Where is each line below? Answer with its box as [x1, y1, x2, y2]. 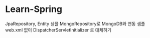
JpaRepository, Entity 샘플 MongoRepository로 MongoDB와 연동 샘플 [5, 20, 145, 26]
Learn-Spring [5, 3, 63, 15]
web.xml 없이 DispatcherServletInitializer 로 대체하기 [5, 26, 112, 33]
